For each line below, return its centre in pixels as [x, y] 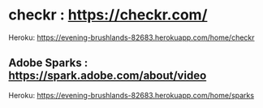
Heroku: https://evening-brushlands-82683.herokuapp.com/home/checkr [131, 37]
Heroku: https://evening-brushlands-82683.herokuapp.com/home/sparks [131, 95]
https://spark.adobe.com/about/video [108, 76]
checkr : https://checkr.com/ [108, 15]
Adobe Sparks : [48, 63]
